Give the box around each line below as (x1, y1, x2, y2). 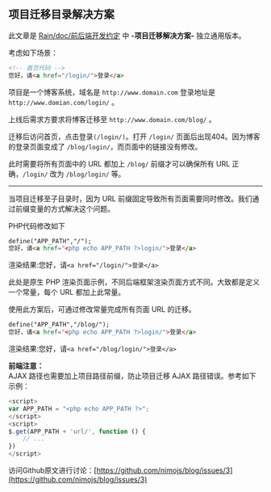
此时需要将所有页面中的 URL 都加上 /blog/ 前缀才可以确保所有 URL (8, 158, 231, 168)
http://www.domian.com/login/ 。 (8, 97, 119, 107)
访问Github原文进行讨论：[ (8, 465, 97, 475)
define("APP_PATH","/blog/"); (8, 321, 110, 329)
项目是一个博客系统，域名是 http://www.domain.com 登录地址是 (8, 87, 216, 97)
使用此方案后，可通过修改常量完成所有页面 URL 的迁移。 (8, 305, 196, 314)
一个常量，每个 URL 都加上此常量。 (8, 288, 126, 297)
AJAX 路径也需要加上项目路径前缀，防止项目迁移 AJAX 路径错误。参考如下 (8, 371, 256, 381)
